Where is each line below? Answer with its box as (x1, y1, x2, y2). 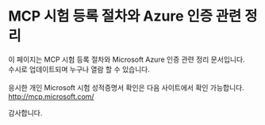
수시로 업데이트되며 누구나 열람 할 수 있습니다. (8, 64, 151, 74)
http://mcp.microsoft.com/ (8, 92, 94, 101)
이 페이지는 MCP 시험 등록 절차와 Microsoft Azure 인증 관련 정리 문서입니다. (8, 55, 245, 64)
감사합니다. (8, 108, 43, 117)
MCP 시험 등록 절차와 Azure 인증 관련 (8, 7, 242, 25)
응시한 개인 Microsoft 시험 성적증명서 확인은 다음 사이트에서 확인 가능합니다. (8, 82, 244, 92)
